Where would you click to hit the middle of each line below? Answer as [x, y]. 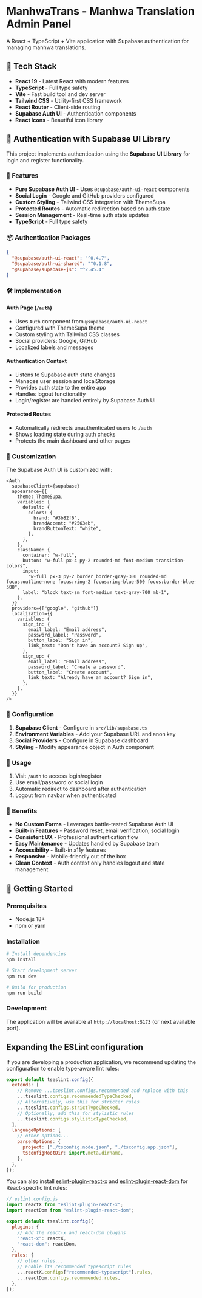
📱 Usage [19, 762]
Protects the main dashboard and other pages [72, 441]
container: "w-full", [50, 555]
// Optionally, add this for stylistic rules [76, 1113]
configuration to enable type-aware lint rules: [63, 1068]
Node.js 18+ [30, 919]
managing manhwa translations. [46, 47]
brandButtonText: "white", [67, 529]
